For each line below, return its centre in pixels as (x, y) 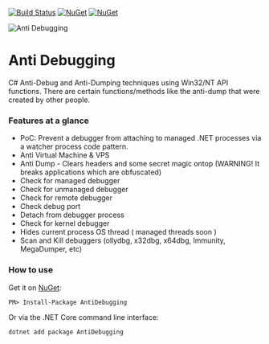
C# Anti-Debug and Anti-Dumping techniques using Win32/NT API (118, 82)
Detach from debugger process (72, 215)
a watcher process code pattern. (74, 147)
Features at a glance (49, 121)
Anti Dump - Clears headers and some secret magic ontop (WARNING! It (140, 164)
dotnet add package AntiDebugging (66, 332)
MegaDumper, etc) (51, 249)
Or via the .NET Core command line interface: (84, 317)
